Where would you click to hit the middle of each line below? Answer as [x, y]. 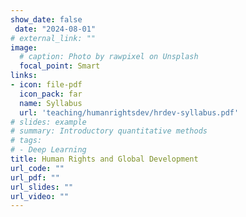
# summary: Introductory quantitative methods [109, 131]
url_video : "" [40, 196]
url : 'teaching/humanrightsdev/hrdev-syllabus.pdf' [129, 112]
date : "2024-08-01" [55, 29]
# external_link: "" [53, 38]
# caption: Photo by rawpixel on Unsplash [109, 57]
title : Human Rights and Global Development [104, 159]
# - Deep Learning [48, 150]
